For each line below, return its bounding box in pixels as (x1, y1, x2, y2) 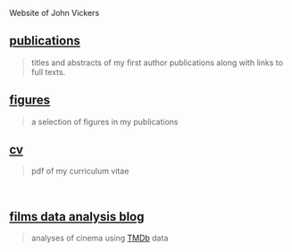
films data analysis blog (9, 209, 145, 224)
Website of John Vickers (9, 8, 100, 18)
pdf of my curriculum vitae (30, 165, 129, 177)
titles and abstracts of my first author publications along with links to (30, 57, 284, 68)
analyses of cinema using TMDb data (30, 232, 169, 244)
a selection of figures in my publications (30, 116, 179, 127)
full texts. (30, 66, 66, 77)
